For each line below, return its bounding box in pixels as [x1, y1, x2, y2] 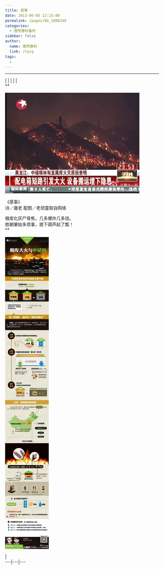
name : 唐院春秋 [9, 44, 38, 49]
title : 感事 [5, 8, 28, 13]
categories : [5, 23, 29, 28]
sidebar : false [5, 34, 36, 39]
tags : [5, 54, 16, 59]
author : [5, 39, 21, 44]
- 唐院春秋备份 [9, 28, 36, 34]
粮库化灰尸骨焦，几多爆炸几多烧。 [5, 215, 74, 222]
